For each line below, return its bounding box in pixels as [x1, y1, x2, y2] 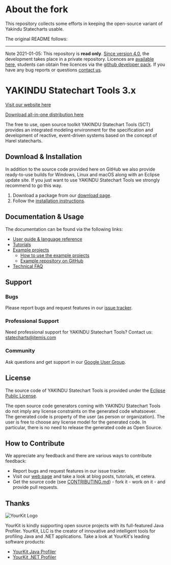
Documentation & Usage [5, 213, 84, 221]
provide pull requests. [12, 484, 59, 490]
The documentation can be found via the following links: [5, 226, 123, 232]
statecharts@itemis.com [5, 335, 56, 341]
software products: [5, 539, 45, 545]
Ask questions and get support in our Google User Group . [5, 359, 126, 365]
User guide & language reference [12, 236, 82, 242]
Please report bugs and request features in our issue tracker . [5, 305, 133, 311]
